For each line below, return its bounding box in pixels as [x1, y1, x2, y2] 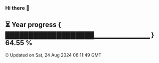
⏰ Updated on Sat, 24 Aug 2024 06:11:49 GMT [5, 52, 102, 58]
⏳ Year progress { [5, 20, 62, 29]
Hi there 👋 [5, 4, 30, 11]
